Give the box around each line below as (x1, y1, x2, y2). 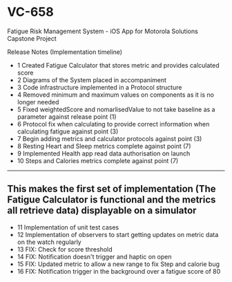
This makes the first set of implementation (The (7, 183, 216, 195)
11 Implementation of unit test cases (17, 223, 119, 232)
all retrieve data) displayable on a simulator (7, 205, 197, 216)
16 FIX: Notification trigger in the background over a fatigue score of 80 (17, 267, 221, 275)
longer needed (17, 97, 59, 106)
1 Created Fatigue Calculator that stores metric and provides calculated (17, 61, 220, 69)
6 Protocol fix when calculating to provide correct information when (17, 120, 210, 128)
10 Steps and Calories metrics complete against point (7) (17, 156, 179, 164)
